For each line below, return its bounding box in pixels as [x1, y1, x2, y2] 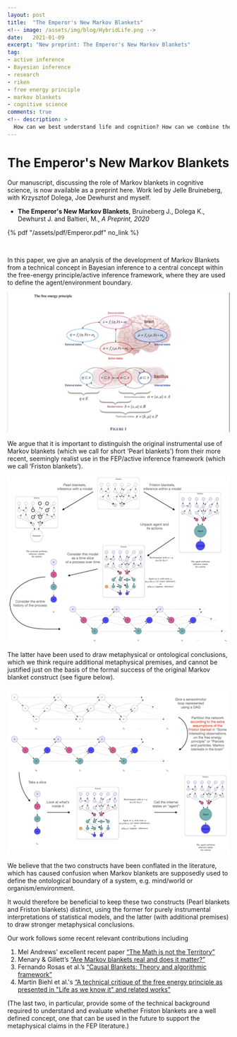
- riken [7, 79, 30, 86]
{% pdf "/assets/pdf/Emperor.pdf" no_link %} [7, 228, 140, 236]
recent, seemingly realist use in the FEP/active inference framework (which [7, 454, 226, 463]
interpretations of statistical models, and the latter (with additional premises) [7, 912, 229, 921]
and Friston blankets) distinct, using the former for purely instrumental [7, 905, 211, 913]
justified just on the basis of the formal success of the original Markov [7, 665, 210, 674]
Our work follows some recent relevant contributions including [7, 934, 189, 942]
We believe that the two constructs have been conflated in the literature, [7, 861, 217, 870]
